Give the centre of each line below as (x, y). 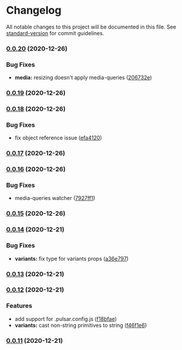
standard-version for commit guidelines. (55, 33)
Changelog (34, 10)
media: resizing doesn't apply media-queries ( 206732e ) (83, 77)
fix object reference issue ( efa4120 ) (58, 138)
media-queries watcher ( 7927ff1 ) (55, 198)
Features (19, 306)
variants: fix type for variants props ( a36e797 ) (71, 258)
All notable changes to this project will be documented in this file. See (91, 27)
